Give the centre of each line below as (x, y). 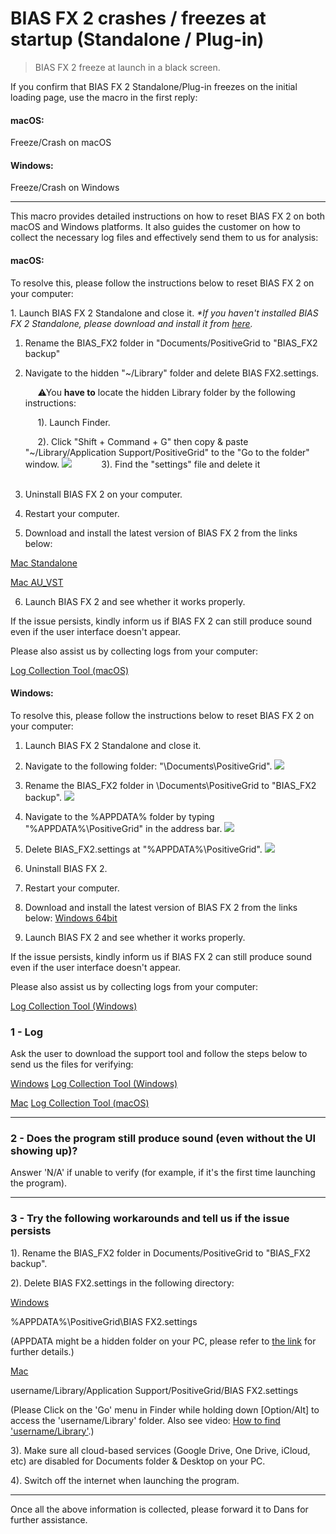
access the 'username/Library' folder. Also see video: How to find (145, 1420)
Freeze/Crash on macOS (61, 143)
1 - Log (27, 1032)
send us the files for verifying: (72, 1064)
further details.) (42, 1351)
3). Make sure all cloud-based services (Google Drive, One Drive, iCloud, (160, 1450)
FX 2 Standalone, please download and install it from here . (131, 323)
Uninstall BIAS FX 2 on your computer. (103, 494)
